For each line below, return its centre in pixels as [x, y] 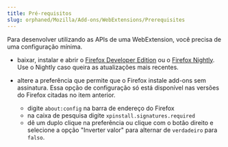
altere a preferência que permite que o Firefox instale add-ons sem [112, 80]
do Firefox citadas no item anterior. [66, 95]
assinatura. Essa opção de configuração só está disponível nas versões [118, 88]
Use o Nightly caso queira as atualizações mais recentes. [98, 67]
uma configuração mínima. [45, 46]
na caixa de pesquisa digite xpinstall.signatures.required [111, 115]
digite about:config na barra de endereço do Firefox [101, 108]
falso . [36, 137]
